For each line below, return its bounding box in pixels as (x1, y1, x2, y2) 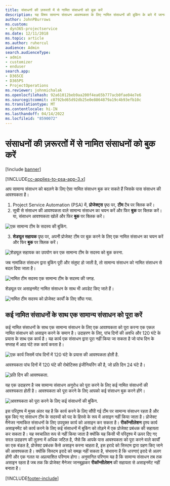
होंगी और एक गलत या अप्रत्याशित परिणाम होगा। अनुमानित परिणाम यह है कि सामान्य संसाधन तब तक (5, 453, 162, 460)
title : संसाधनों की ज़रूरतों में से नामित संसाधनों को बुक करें (5, 7, 103, 13)
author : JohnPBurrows (5, 17, 51, 22)
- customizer (5, 59, 33, 64)
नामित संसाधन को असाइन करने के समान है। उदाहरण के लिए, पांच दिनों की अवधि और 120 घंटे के (5, 330, 161, 336)
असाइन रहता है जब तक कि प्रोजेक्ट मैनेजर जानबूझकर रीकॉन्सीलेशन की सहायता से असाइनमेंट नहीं (5, 459, 160, 465)
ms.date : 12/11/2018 (5, 31, 49, 36)
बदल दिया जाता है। (5, 265, 36, 271)
